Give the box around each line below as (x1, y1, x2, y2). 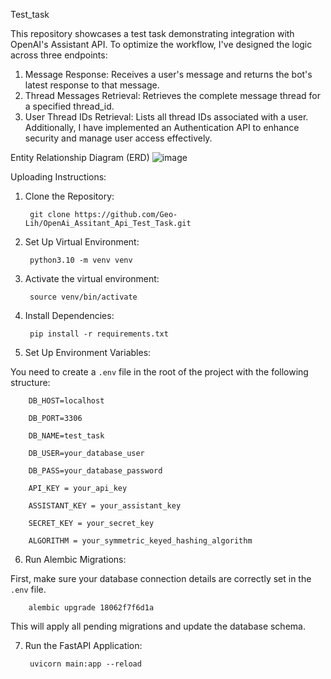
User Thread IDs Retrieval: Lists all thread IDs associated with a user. (24, 111, 309, 123)
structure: (10, 377, 51, 388)
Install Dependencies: (24, 310, 115, 321)
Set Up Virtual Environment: (24, 236, 140, 248)
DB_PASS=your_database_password (28, 466, 163, 476)
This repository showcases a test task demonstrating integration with (10, 28, 295, 39)
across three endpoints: (10, 49, 108, 61)
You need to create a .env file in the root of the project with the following (10, 366, 309, 378)
